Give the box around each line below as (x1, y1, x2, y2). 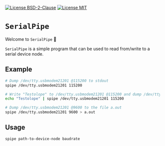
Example (5, 65, 32, 74)
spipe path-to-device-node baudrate (5, 136, 80, 141)
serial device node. (5, 51, 44, 57)
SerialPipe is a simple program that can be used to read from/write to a (5, 46, 150, 52)
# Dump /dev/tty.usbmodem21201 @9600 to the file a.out (5, 105, 122, 110)
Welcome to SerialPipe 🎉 (5, 36, 56, 42)
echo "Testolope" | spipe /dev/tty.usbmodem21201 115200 (5, 96, 124, 101)
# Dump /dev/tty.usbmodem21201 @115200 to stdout (5, 78, 109, 83)
